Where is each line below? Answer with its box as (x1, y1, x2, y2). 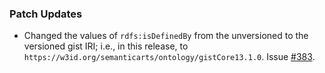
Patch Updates (9, 7, 83, 21)
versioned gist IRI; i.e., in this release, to (23, 40, 189, 52)
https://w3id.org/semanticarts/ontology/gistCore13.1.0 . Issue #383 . (23, 51, 316, 63)
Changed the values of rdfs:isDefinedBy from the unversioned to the (23, 30, 309, 42)
